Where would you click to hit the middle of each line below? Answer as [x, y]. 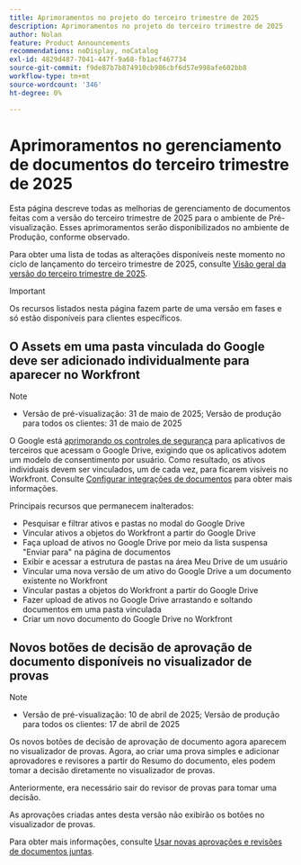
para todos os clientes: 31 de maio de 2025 [102, 423]
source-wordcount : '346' [56, 85]
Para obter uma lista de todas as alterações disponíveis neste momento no [147, 255]
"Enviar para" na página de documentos [96, 552]
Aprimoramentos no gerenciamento [146, 145]
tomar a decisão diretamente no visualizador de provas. [112, 770]
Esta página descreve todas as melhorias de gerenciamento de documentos [150, 209]
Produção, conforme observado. [70, 237]
